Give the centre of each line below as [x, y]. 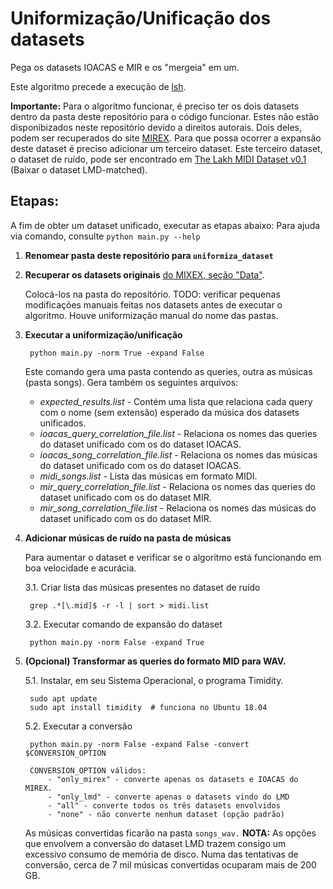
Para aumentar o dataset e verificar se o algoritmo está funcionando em [173, 557]
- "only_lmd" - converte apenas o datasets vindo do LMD [168, 797]
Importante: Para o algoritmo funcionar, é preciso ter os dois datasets [155, 106]
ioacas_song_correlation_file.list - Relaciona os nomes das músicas [178, 454]
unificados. [63, 423]
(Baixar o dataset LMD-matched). [79, 169]
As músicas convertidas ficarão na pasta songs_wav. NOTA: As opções [170, 833]
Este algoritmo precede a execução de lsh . [98, 86]
